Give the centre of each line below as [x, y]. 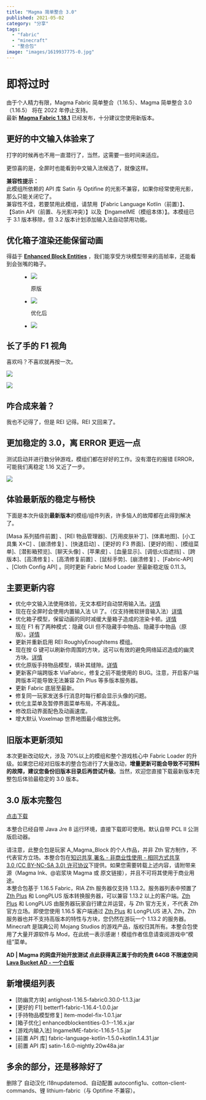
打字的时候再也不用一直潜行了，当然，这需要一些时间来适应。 [84, 155]
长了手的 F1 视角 [37, 346]
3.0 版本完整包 [34, 800]
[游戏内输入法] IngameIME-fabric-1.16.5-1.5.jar [73, 1030]
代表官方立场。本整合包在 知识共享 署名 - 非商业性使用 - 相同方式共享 [93, 857]
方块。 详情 [29, 658]
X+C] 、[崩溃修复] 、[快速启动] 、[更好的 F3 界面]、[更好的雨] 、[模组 [106, 544]
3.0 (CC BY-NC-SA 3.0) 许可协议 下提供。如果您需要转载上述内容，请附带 [98, 865]
